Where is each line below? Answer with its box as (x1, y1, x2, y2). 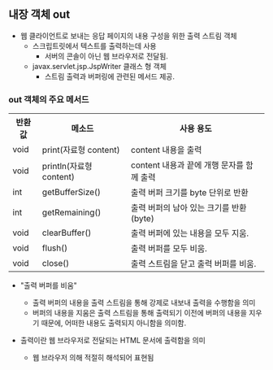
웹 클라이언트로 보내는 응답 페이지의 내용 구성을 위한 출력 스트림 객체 (19, 31, 237, 41)
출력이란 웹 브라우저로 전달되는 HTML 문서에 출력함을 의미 (19, 336, 206, 346)
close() (41, 258, 70, 269)
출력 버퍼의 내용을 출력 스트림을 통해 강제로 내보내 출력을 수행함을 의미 (32, 298, 256, 307)
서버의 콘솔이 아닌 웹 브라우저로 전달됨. (44, 51, 169, 61)
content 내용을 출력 (131, 145, 202, 156)
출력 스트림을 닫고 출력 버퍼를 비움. (131, 259, 257, 270)
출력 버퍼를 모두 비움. (131, 243, 207, 255)
